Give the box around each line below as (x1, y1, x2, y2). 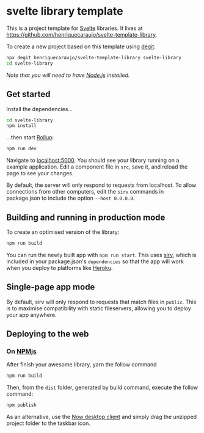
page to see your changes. (6, 170, 74, 177)
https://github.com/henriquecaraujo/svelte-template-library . (6, 31, 158, 38)
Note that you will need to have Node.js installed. (6, 71, 130, 79)
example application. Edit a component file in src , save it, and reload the (6, 163, 188, 170)
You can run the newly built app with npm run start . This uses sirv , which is (6, 251, 197, 258)
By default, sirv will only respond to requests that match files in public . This (6, 298, 197, 305)
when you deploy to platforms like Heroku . (6, 264, 113, 271)
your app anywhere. (6, 311, 57, 318)
